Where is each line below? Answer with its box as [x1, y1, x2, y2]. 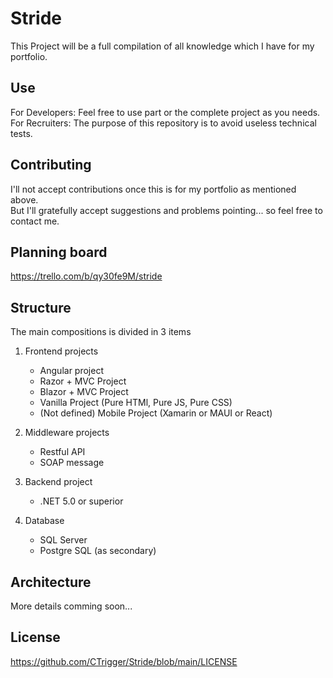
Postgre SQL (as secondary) [39, 545, 157, 557]
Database [24, 515, 65, 527]
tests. [10, 127, 33, 139]
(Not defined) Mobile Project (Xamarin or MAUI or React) [39, 407, 273, 419]
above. [10, 193, 39, 206]
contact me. [10, 215, 60, 227]
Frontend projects [24, 345, 99, 357]
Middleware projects [24, 427, 110, 439]
